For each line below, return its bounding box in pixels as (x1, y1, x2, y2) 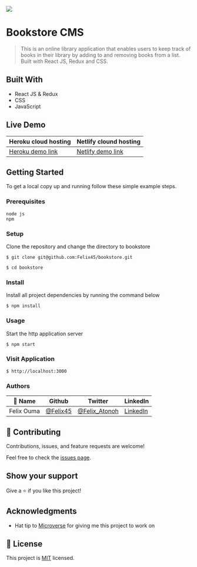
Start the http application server (6, 330, 84, 337)
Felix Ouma (9, 407, 40, 415)
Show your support (6, 471, 78, 481)
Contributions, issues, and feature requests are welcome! (6, 442, 145, 449)
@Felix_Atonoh (77, 407, 119, 415)
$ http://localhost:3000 (6, 368, 67, 374)
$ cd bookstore (6, 265, 44, 271)
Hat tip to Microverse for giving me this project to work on (14, 522, 155, 529)
